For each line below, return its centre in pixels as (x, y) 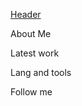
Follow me (31, 92)
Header (26, 14)
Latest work (35, 53)
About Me (31, 33)
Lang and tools (41, 72)
